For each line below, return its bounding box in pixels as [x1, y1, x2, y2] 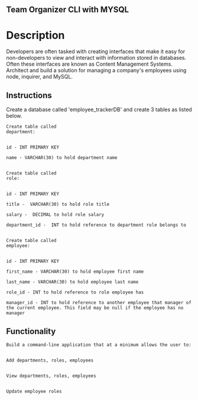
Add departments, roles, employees [6, 357, 94, 363]
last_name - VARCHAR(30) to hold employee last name [6, 279, 139, 285]
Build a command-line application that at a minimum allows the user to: [6, 341, 192, 348]
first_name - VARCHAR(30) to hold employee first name [6, 269, 144, 275]
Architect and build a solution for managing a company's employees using [6, 67, 187, 74]
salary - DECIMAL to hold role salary [6, 212, 105, 218]
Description [6, 28, 65, 42]
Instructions [6, 90, 52, 100]
